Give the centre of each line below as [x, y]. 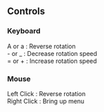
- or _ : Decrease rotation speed [52, 53]
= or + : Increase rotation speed [52, 61]
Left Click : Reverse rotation [46, 93]
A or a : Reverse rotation [41, 46]
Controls [26, 11]
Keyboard [24, 31]
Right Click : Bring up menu [46, 101]
